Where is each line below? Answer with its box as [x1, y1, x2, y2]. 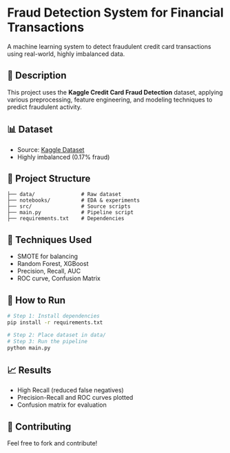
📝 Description [7, 70, 67, 81]
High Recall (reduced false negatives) [17, 386, 124, 394]
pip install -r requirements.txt [7, 319, 103, 326]
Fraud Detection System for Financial [7, 5, 224, 21]
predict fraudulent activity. [7, 102, 83, 111]
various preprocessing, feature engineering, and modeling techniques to [7, 95, 213, 104]
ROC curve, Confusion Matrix [17, 274, 101, 282]
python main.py [7, 344, 51, 351]
